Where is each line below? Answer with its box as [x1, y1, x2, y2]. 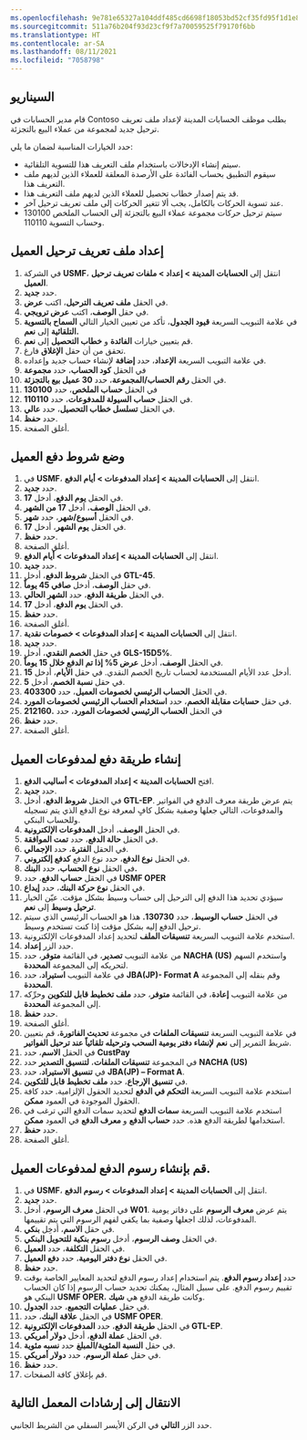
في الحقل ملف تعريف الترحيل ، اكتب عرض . [23, 296, 169, 307]
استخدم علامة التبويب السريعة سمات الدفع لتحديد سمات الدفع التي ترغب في [23, 1105, 282, 1116]
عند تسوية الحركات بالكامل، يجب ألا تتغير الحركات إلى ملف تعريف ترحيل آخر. [23, 197, 284, 208]
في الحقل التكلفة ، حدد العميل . [23, 1243, 126, 1254]
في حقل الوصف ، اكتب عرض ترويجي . [23, 306, 149, 317]
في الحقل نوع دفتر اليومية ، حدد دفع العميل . [23, 1253, 168, 1264]
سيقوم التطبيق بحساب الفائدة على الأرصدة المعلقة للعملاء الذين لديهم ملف [23, 168, 276, 179]
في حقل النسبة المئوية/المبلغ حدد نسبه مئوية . [23, 1340, 176, 1351]
